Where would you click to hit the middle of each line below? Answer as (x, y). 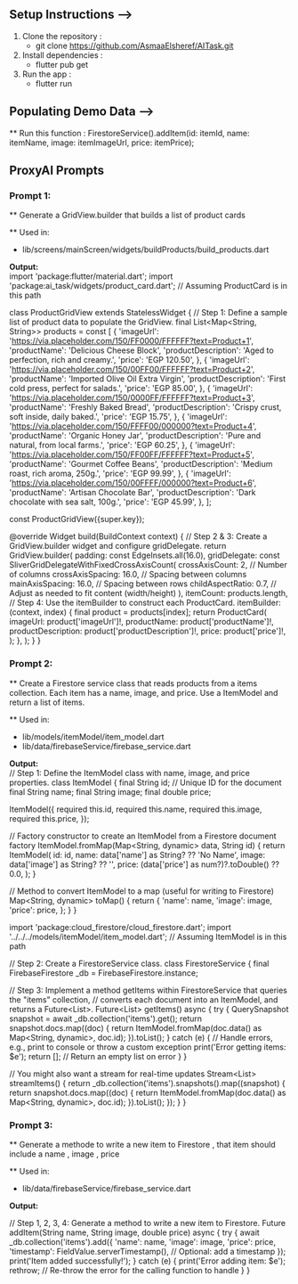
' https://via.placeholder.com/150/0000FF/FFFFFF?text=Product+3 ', (132, 398)
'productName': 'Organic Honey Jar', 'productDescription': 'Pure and (135, 436)
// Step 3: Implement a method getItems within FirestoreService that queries (148, 990)
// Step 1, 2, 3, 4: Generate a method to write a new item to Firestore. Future (148, 1223)
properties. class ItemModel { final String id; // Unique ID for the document (145, 782)
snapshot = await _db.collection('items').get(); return (106, 1018)
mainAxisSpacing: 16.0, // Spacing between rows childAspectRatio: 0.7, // (143, 584)
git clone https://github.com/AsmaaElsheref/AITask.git (134, 45)
